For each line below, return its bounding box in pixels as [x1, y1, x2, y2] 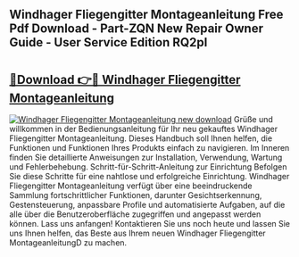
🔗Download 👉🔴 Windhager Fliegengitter [9, 71, 241, 87]
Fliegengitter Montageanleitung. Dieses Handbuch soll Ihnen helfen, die [9, 133, 273, 144]
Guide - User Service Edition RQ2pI [9, 35, 208, 50]
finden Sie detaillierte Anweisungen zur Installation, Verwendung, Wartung [9, 152, 283, 162]
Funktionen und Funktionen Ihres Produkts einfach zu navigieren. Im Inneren [9, 143, 290, 153]
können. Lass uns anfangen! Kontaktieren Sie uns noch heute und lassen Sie [9, 219, 291, 228]
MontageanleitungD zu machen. [9, 237, 128, 248]
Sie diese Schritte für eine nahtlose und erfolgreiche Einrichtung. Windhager [9, 171, 290, 181]
